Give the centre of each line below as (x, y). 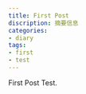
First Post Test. (33, 82)
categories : (28, 30)
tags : (17, 45)
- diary (21, 38)
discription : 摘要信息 (43, 23)
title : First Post (39, 16)
